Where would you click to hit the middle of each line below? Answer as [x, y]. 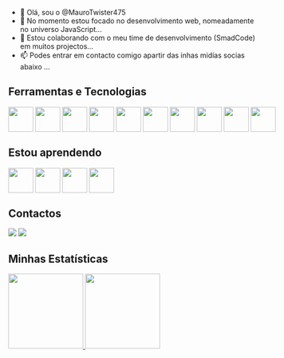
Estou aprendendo [55, 153]
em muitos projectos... [57, 46]
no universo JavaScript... [61, 29]
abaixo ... [35, 67]
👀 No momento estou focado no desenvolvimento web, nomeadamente [137, 21]
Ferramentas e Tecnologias [78, 92]
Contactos [35, 214]
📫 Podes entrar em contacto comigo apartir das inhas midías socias [132, 55]
